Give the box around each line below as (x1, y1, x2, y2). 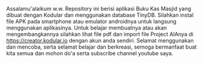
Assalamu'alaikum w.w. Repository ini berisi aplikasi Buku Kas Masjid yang (6, 5, 192, 12)
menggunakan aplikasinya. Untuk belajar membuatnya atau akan (6, 24, 167, 31)
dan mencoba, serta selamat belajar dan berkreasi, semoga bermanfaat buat (6, 43, 197, 50)
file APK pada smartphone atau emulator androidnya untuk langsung (6, 18, 177, 25)
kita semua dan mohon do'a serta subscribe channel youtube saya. (6, 50, 173, 56)
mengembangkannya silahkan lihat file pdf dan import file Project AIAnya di (6, 31, 193, 38)
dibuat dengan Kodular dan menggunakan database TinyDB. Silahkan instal (6, 11, 194, 19)
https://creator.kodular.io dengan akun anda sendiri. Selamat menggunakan (6, 37, 194, 44)
